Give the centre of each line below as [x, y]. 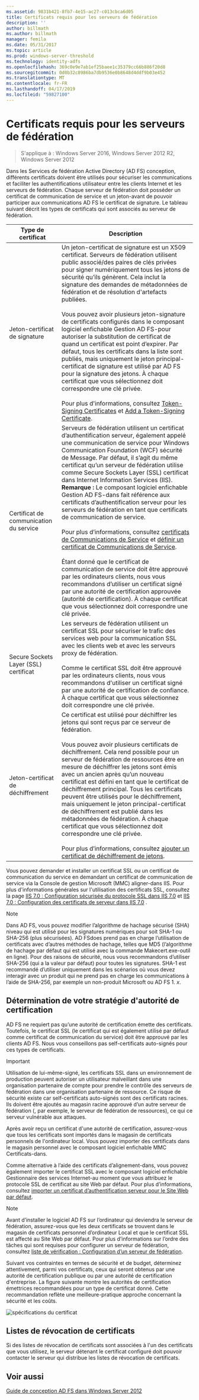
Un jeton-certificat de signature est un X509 [123, 247]
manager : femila [26, 39]
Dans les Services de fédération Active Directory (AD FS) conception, [91, 171]
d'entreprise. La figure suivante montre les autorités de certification [89, 1282]
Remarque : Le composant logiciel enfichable [124, 487]
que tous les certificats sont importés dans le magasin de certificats [89, 1135]
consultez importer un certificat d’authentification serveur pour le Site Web [97, 1190]
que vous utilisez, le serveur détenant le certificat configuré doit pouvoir [94, 1352]
